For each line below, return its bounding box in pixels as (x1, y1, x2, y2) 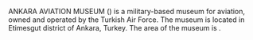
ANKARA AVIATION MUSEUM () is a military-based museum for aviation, (8, 7, 245, 16)
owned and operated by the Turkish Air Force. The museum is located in (8, 15, 245, 24)
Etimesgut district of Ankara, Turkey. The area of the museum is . (8, 24, 221, 32)
